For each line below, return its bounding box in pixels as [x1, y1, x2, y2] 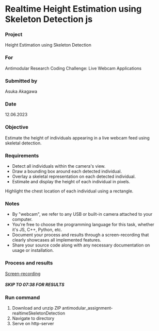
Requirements [5, 152, 39, 159]
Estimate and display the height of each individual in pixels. [12, 178, 130, 184]
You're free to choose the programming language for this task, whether [12, 222, 155, 227]
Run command [5, 294, 40, 301]
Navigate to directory [12, 315, 55, 321]
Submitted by [5, 77, 38, 84]
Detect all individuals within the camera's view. [12, 163, 106, 169]
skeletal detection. [5, 140, 42, 146]
